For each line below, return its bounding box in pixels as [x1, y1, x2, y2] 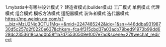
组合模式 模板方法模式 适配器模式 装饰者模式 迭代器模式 [14, 10, 129, 16]
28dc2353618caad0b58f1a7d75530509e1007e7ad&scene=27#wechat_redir [5, 31, 161, 37]
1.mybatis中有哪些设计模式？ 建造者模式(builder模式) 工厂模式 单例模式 [5, 4, 150, 10]
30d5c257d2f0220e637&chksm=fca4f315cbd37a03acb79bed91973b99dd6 [5, 26, 161, 32]
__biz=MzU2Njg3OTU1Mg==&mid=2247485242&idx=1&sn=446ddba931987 [5, 21, 162, 27]
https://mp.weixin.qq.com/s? [5, 16, 64, 22]
